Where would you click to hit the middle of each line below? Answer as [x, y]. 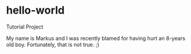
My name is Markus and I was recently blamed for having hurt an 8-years [96, 38]
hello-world [36, 10]
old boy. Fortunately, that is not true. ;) [53, 45]
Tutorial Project [25, 27]
